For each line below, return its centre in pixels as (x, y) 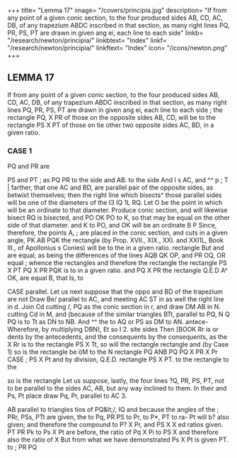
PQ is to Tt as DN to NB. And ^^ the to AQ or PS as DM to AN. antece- (108, 322)
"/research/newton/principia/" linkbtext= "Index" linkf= (87, 40)
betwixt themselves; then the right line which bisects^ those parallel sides (115, 195)
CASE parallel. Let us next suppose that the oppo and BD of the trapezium (115, 292)
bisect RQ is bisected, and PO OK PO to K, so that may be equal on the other (118, 218)
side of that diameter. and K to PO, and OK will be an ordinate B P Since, (112, 225)
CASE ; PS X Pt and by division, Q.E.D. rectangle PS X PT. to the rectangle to (118, 359)
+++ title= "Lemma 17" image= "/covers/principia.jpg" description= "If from (117, 10)
